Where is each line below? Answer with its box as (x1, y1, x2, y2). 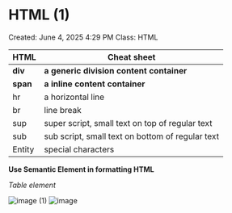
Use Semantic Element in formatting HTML (8, 164, 155, 174)
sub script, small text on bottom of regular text (44, 131, 220, 142)
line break (44, 104, 82, 115)
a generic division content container (44, 65, 188, 76)
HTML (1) (8, 6, 70, 24)
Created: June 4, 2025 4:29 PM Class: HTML (8, 32, 158, 42)
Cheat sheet (108, 51, 156, 62)
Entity (12, 144, 35, 155)
